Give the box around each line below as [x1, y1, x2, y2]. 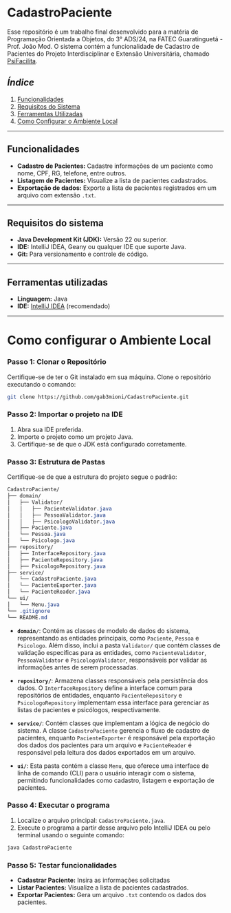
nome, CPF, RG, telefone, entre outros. [16, 169, 127, 177]
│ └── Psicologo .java [7, 537, 76, 544]
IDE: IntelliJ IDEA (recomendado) [16, 302, 111, 310]
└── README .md [7, 614, 48, 621]
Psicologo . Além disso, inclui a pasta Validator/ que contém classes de [16, 641, 221, 649]
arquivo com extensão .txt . [16, 191, 96, 199]
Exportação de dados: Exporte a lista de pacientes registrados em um [16, 184, 217, 192]
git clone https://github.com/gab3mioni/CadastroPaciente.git [7, 394, 189, 400]
